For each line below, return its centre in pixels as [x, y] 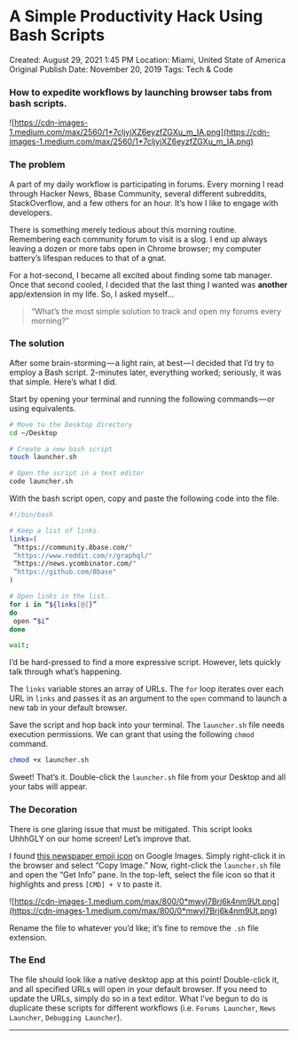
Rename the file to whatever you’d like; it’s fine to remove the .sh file [134, 928]
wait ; [19, 646]
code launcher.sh [41, 481]
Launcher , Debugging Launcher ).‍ [66, 1017]
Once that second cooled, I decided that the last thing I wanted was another [149, 284]
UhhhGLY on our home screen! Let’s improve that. [101, 838]
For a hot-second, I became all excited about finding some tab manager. [141, 275]
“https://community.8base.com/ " [73, 547]
